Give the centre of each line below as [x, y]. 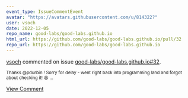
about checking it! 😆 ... [30, 78]
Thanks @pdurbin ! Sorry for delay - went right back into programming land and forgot [94, 72]
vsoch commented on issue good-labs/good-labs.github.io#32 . [84, 61]
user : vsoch [21, 23]
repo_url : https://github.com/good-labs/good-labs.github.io [83, 45]
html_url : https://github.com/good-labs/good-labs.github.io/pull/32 [94, 39]
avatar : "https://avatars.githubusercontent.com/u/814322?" [82, 17]
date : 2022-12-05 [28, 28]
